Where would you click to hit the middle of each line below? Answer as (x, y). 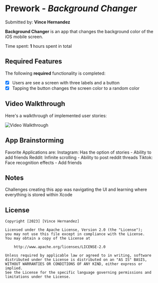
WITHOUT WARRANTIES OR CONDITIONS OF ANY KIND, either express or (74, 264)
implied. (14, 268)
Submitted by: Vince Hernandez (38, 22)
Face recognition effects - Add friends (43, 162)
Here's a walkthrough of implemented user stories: (56, 116)
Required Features (34, 61)
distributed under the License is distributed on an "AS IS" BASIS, (76, 260)
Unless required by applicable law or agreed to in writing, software (78, 256)
